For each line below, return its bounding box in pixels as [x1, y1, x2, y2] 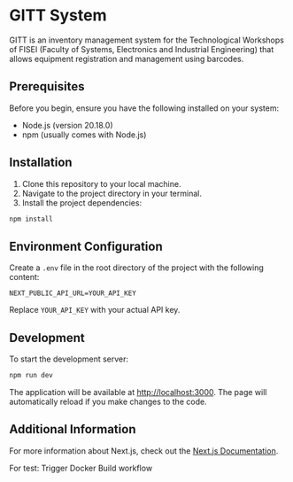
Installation [9, 155, 73, 170]
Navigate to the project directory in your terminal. [21, 188, 202, 198]
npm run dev [9, 371, 53, 380]
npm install [9, 214, 53, 223]
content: [9, 272, 40, 283]
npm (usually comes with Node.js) [21, 129, 147, 140]
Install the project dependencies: [21, 197, 143, 208]
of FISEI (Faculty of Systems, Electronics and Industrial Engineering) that [9, 43, 274, 54]
